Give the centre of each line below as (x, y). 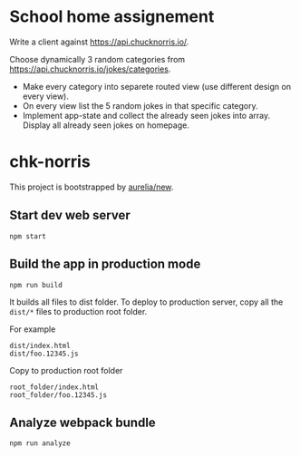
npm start (28, 236)
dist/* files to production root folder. (78, 311)
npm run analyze (40, 443)
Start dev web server (70, 215)
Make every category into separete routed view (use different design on (157, 86)
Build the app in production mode (105, 264)
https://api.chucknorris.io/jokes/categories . (90, 69)
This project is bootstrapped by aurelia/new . (92, 187)
